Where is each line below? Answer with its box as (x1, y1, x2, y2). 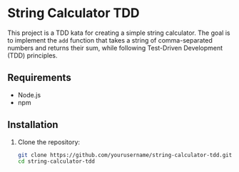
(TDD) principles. (7, 51, 58, 60)
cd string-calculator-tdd (17, 158, 95, 165)
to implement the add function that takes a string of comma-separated (7, 36, 213, 44)
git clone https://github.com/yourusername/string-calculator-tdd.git (17, 151, 233, 158)
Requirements (7, 72, 71, 84)
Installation (7, 119, 59, 131)
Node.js (17, 90, 41, 99)
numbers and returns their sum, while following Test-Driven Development (7, 43, 223, 52)
